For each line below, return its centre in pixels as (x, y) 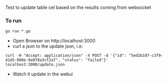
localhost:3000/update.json (35, 65)
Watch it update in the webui (43, 74)
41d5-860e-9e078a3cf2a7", (33, 60)
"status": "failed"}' (85, 60)
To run (14, 20)
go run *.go (18, 31)
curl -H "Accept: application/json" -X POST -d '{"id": (66, 56)
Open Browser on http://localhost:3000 (54, 41)
